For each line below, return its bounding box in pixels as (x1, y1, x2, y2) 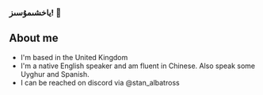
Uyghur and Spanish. (20, 69, 90, 78)
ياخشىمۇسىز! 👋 (9, 7, 62, 18)
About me (9, 32, 59, 45)
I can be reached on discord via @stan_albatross (20, 78, 181, 87)
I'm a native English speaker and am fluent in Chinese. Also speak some (20, 61, 256, 70)
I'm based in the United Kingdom (20, 52, 128, 62)
